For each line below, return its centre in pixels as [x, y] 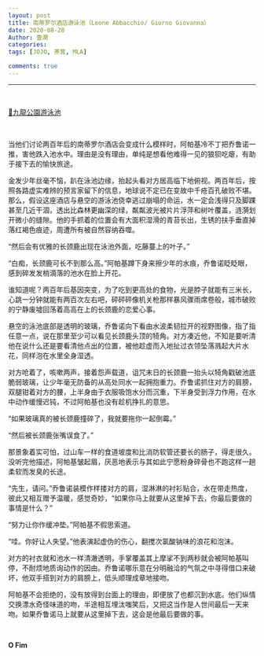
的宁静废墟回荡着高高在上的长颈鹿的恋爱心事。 [84, 309]
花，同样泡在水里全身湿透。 [53, 356]
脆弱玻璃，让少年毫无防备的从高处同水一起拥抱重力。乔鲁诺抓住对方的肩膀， [132, 381]
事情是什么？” [31, 507]
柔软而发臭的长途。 [39, 471]
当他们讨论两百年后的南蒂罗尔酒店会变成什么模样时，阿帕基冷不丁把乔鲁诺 [128, 144]
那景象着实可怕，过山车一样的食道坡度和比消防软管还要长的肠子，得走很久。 [132, 451]
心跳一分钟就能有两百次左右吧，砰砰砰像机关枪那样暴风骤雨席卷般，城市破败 [132, 299]
